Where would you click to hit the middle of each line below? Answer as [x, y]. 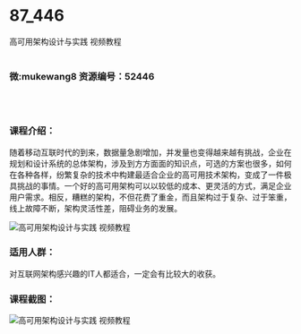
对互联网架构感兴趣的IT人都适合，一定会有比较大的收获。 [115, 273]
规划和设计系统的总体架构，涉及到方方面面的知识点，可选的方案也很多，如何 [150, 163]
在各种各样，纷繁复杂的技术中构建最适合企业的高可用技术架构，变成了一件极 [150, 175]
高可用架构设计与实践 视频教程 [65, 41]
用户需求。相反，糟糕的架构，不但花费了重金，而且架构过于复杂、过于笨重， [150, 197]
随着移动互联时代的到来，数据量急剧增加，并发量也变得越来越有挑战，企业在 [150, 152]
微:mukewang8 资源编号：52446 [82, 76]
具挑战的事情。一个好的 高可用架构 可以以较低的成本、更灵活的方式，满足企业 [150, 185]
